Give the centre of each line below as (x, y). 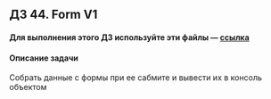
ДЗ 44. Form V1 (53, 15)
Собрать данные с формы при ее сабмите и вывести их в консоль (136, 78)
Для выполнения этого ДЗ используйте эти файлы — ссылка (129, 37)
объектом (28, 87)
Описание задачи (44, 58)
